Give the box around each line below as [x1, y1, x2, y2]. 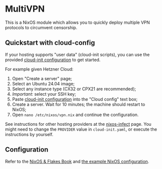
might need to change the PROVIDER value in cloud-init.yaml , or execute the [5, 126, 157, 132]
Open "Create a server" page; [12, 75, 72, 81]
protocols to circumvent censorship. [5, 24, 78, 30]
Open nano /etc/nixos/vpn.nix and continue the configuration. [12, 112, 139, 118]
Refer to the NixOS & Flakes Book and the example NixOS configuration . [5, 158, 149, 164]
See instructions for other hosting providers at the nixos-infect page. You [5, 121, 152, 127]
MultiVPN [5, 3, 45, 15]
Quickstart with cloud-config [5, 39, 95, 47]
